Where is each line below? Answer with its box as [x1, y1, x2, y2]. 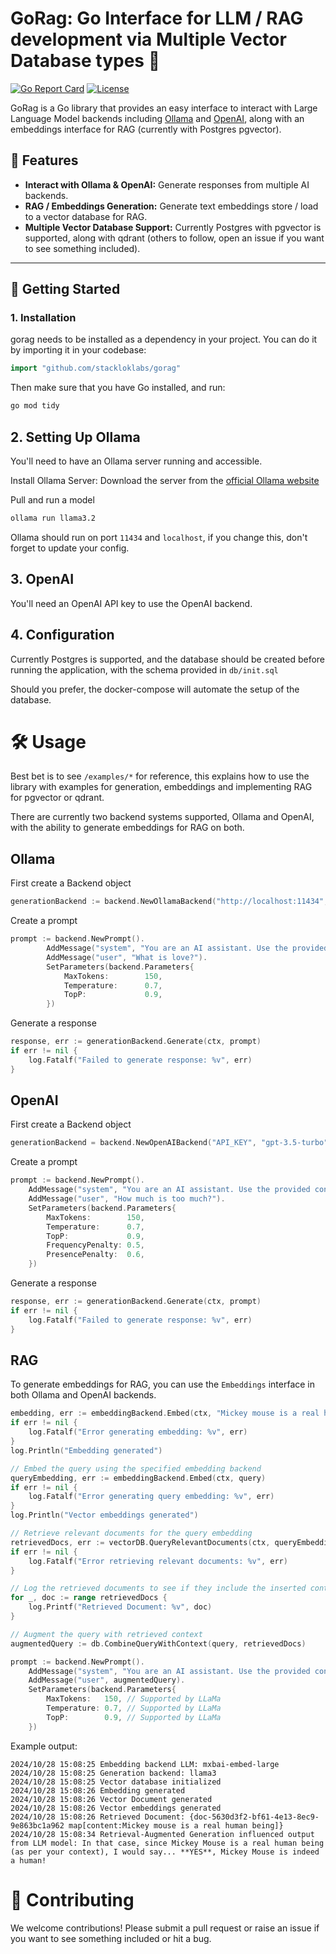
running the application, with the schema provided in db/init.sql [10, 663, 279, 676]
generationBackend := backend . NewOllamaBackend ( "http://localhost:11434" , [10, 897, 329, 907]
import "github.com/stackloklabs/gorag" [10, 363, 182, 374]
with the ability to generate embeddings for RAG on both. [10, 822, 245, 834]
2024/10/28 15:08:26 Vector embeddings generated [10, 1803, 222, 1813]
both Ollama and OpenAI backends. [10, 1389, 157, 1401]
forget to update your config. [10, 542, 130, 554]
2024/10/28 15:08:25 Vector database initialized [10, 1777, 222, 1787]
